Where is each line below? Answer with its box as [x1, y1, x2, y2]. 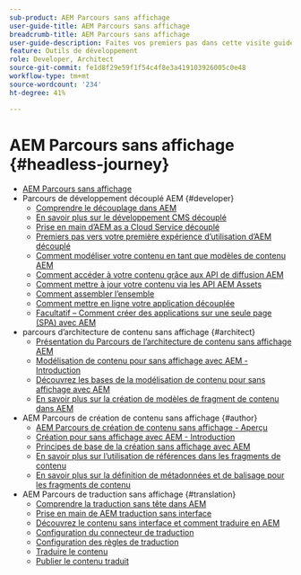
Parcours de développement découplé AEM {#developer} [21, 193, 235, 204]
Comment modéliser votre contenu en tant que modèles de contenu [35, 251, 287, 261]
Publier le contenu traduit [35, 556, 130, 567]
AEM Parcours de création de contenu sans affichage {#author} [21, 412, 258, 423]
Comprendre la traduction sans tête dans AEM [35, 499, 207, 509]
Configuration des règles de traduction [35, 536, 179, 548]
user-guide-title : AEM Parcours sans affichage [9, 22, 191, 31]
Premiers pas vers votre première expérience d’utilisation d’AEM [35, 231, 271, 243]
